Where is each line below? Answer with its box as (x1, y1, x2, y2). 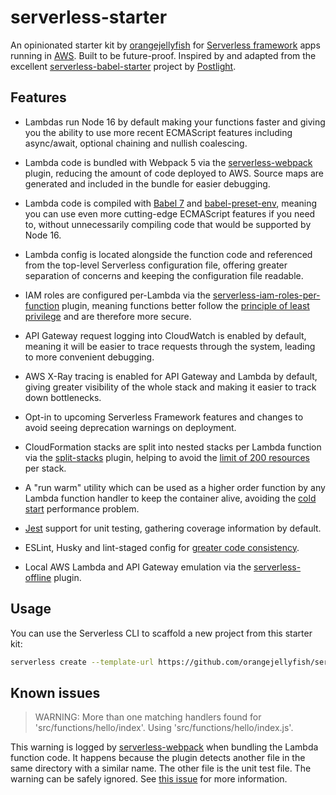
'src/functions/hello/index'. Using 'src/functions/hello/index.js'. (34, 722, 294, 734)
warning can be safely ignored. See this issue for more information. (10, 773, 288, 785)
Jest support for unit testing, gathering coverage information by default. (24, 522, 322, 534)
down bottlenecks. (24, 391, 102, 403)
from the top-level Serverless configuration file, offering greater (24, 259, 288, 271)
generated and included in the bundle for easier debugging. (24, 177, 271, 190)
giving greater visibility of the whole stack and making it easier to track (24, 381, 317, 393)
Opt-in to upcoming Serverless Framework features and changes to (24, 411, 304, 423)
